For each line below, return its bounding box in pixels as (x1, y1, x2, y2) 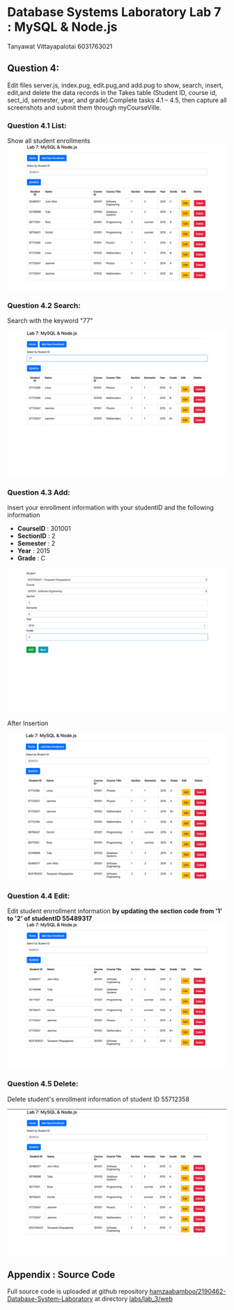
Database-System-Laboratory (7, 1295, 93, 1303)
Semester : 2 (17, 539, 56, 548)
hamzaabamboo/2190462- (149, 1287, 226, 1296)
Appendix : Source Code (7, 1269, 116, 1281)
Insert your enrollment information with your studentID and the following (7, 504, 214, 512)
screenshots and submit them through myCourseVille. (7, 103, 162, 112)
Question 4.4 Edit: (7, 891, 70, 901)
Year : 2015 (17, 546, 51, 555)
